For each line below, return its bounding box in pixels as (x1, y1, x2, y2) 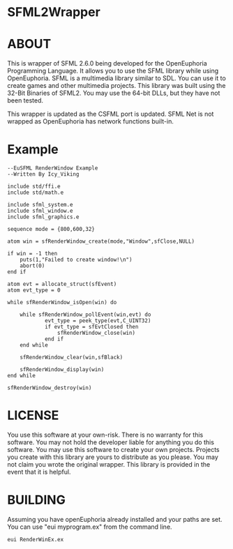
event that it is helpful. (7, 468, 71, 476)
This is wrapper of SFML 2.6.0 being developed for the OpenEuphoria (7, 59, 207, 68)
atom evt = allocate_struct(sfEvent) (7, 280, 117, 288)
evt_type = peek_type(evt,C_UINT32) (44, 317, 151, 324)
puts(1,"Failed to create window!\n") (20, 256, 133, 264)
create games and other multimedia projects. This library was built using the (7, 82, 226, 90)
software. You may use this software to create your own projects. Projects (7, 446, 220, 453)
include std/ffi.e (7, 183, 61, 190)
